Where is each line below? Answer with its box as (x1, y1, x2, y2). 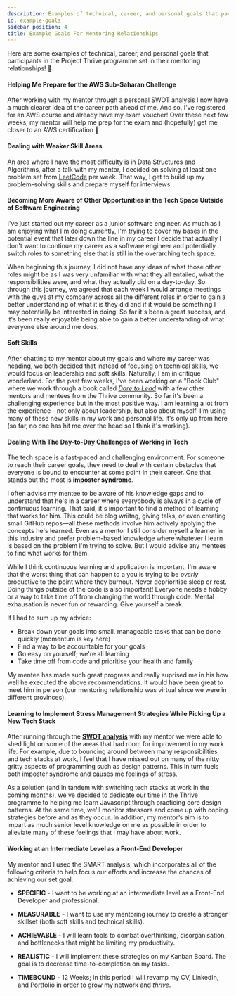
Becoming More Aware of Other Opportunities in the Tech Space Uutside (7, 196, 223, 205)
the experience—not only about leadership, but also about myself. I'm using (7, 407, 226, 415)
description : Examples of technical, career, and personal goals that (7, 10, 218, 18)
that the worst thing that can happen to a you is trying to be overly (7, 570, 199, 579)
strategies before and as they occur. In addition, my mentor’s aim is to (7, 813, 209, 822)
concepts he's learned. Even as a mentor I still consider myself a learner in (7, 527, 223, 535)
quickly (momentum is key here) (17, 634, 111, 644)
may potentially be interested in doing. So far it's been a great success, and (7, 307, 226, 316)
